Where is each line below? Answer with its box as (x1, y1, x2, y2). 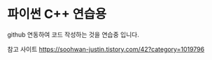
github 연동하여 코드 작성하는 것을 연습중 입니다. (7, 30, 140, 39)
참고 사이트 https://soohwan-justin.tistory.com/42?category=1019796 (7, 45, 205, 53)
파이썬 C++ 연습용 (7, 6, 107, 22)
